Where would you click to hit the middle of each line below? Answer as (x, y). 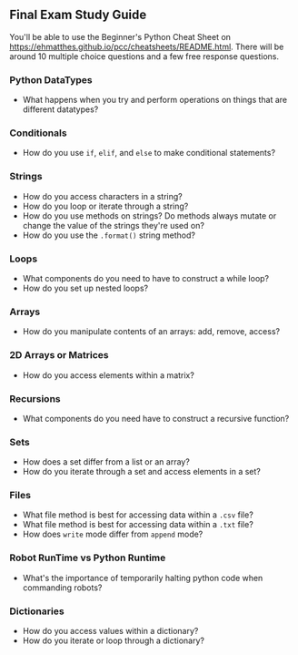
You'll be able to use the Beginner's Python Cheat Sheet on (120, 36)
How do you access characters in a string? (103, 196)
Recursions (35, 398)
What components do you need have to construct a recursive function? (156, 418)
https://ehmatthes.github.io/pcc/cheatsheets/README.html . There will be (147, 46)
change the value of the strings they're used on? (113, 225)
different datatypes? (60, 109)
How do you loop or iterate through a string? (105, 206)
